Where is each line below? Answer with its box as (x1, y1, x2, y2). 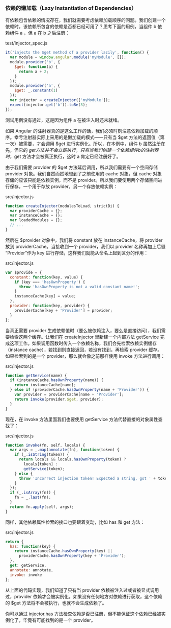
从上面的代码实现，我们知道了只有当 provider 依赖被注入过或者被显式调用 (5, 587, 159, 593)
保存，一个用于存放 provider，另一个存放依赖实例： (9, 183, 118, 190)
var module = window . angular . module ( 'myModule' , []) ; (10, 55, 126, 60)
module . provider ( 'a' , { (10, 83, 60, 88)
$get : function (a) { (14, 64, 58, 69)
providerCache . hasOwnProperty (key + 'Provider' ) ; (18, 553, 126, 559)
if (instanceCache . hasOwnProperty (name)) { (10, 378, 103, 383)
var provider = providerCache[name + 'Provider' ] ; (14, 392, 124, 397)
